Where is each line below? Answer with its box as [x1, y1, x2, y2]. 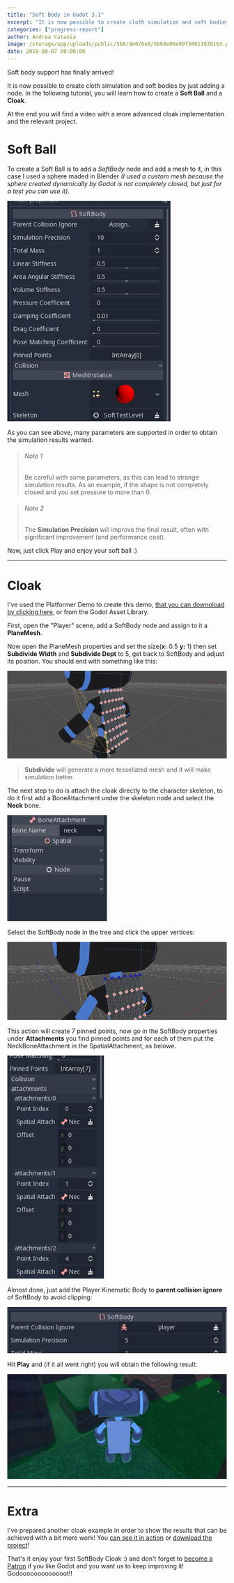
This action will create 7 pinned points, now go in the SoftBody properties [7, 1027, 218, 1035]
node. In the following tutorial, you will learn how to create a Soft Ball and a [7, 89, 223, 97]
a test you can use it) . [7, 187, 70, 195]
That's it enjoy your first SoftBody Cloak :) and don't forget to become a [7, 1554, 213, 1563]
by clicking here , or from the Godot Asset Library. [7, 608, 149, 616]
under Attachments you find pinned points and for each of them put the [7, 1034, 214, 1043]
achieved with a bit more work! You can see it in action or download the [7, 1534, 212, 1542]
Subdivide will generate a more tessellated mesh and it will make [24, 765, 211, 774]
